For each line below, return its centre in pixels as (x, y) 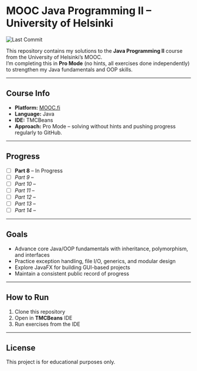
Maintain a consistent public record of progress (72, 273)
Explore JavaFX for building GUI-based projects (72, 267)
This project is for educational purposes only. (61, 362)
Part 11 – (25, 190)
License (21, 348)
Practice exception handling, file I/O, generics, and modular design (95, 261)
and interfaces (32, 255)
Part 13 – (25, 203)
